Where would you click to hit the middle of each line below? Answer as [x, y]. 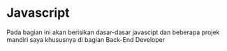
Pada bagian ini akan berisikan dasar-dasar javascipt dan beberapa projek [113, 32]
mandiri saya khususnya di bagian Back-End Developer [86, 39]
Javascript [38, 13]
